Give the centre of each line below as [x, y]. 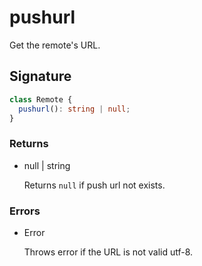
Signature [40, 76]
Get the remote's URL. [55, 45]
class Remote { [41, 99]
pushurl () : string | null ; [74, 109]
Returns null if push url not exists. [94, 185]
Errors [25, 211]
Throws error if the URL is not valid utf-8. [108, 252]
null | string [47, 165]
